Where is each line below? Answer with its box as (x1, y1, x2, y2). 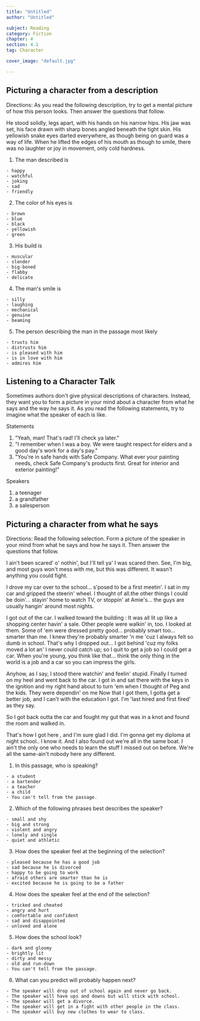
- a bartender (6, 779, 42, 785)
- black (6, 221, 26, 227)
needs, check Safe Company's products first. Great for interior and (14, 460, 180, 467)
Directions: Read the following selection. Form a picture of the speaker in (6, 535, 186, 542)
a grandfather (14, 496, 49, 503)
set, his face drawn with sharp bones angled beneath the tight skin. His (6, 125, 181, 133)
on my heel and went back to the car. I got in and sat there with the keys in (6, 676, 189, 684)
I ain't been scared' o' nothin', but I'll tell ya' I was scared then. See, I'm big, (6, 559, 192, 567)
